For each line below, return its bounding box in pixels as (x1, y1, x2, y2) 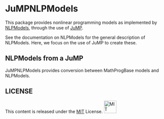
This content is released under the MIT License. (5, 108, 103, 115)
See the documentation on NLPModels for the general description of (5, 34, 146, 40)
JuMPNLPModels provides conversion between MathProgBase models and (5, 67, 159, 73)
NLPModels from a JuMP (5, 54, 83, 63)
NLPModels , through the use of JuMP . (5, 24, 83, 30)
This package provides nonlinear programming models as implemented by (5, 19, 158, 25)
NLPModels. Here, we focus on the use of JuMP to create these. (5, 39, 137, 45)
